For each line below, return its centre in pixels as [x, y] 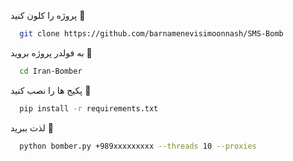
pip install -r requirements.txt [89, 108]
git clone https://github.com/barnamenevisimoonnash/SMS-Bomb [151, 34]
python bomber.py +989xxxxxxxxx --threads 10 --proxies [138, 146]
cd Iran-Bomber [51, 71]
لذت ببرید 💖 [32, 127]
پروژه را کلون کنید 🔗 [48, 15]
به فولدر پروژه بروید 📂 [51, 52]
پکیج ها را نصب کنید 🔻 [51, 90]
